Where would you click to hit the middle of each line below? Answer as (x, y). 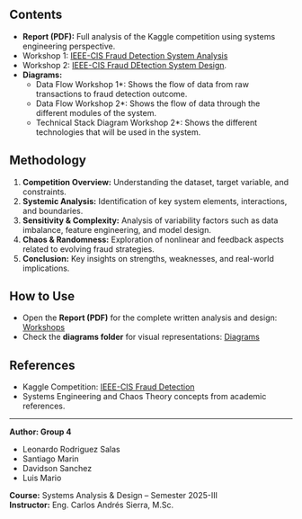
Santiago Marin (50, 459)
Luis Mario (42, 478)
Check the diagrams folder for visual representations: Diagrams (141, 337)
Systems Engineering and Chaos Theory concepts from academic (144, 397)
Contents (36, 15)
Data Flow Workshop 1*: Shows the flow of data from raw (142, 84)
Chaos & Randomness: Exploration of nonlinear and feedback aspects (153, 239)
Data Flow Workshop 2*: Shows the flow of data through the (148, 103)
